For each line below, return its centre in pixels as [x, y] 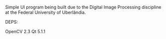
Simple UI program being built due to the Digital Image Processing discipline [83, 7]
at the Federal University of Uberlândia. [46, 12]
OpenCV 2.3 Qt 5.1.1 [25, 31]
